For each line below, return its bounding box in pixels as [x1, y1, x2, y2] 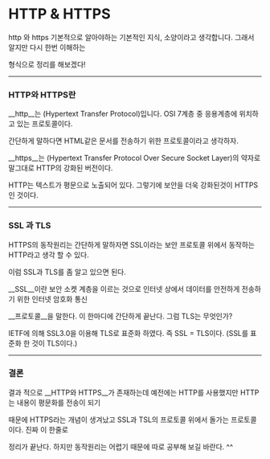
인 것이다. [8, 191, 39, 200]
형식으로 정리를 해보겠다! [8, 59, 86, 69]
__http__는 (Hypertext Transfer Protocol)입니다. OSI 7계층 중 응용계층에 [8, 109, 238, 119]
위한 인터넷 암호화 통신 [16, 294, 88, 304]
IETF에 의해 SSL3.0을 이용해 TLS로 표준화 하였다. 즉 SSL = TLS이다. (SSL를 [8, 328, 249, 338]
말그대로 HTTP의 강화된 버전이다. [8, 163, 113, 173]
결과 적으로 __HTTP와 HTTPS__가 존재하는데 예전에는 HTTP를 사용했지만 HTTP [8, 387, 260, 397]
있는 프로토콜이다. [16, 119, 73, 129]
